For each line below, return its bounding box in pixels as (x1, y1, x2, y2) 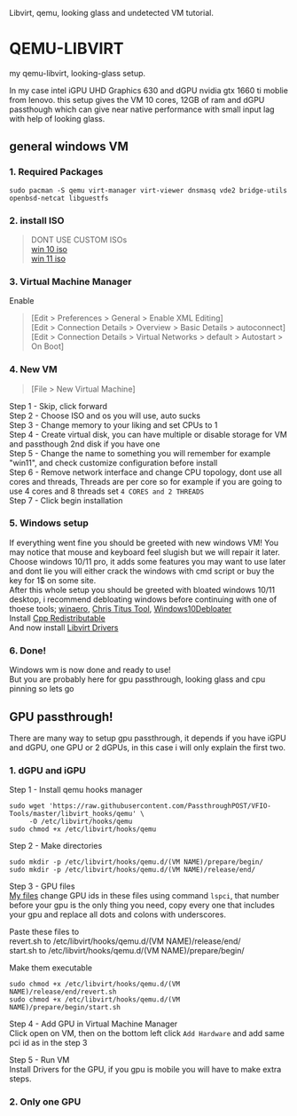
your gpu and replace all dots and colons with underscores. (9, 909, 226, 920)
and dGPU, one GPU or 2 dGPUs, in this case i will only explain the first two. (9, 741, 286, 753)
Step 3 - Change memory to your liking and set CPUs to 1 (9, 419, 218, 430)
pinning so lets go (9, 684, 74, 694)
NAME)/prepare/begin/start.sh (9, 1003, 121, 1012)
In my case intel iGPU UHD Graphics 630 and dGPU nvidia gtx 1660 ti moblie (9, 84, 288, 96)
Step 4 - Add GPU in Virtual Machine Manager (9, 1018, 178, 1029)
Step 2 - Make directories (9, 841, 103, 851)
